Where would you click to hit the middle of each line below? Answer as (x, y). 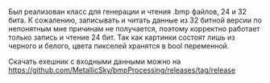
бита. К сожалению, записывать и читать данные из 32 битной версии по (135, 20)
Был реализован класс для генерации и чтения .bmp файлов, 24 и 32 (128, 12)
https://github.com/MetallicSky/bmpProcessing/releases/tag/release (122, 70)
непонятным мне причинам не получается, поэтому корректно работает (134, 29)
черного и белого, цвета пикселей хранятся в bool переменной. (119, 46)
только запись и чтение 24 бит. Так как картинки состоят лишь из (122, 37)
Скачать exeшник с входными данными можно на (95, 61)
